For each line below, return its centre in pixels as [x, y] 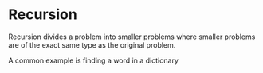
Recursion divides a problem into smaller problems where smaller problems [132, 36]
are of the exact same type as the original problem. [92, 44]
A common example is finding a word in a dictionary [94, 60]
